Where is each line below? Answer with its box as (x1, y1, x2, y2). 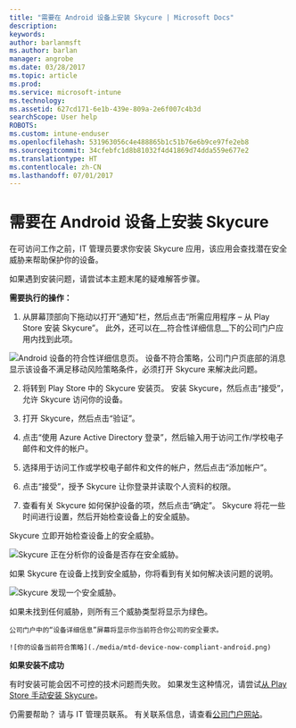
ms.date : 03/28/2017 (9, 63, 86, 72)
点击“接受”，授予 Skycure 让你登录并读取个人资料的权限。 (21, 481, 236, 492)
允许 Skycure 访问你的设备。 (21, 394, 127, 405)
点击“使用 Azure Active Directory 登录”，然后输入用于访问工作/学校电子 (21, 432, 284, 443)
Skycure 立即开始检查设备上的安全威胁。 (9, 531, 159, 541)
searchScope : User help (9, 113, 98, 121)
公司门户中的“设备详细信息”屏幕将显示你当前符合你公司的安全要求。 (9, 626, 223, 635)
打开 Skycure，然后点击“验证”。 (21, 413, 140, 424)
